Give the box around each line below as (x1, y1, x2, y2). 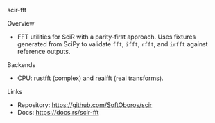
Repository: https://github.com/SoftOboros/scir (17, 101, 153, 109)
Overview (7, 19, 35, 27)
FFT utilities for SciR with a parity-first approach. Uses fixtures (17, 32, 196, 41)
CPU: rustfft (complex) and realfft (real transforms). (17, 74, 164, 82)
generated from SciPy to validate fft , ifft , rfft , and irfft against (17, 40, 208, 48)
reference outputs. (17, 48, 71, 55)
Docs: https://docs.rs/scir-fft (17, 108, 99, 116)
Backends (7, 61, 36, 68)
